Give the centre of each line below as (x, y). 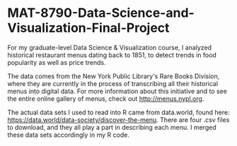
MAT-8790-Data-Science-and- (101, 13)
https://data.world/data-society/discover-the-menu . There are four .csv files (118, 120)
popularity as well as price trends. (57, 62)
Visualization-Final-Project (88, 28)
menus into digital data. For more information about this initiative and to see (117, 91)
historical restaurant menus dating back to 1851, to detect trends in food (112, 55)
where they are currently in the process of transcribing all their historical (112, 83)
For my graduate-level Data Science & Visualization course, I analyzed (110, 47)
